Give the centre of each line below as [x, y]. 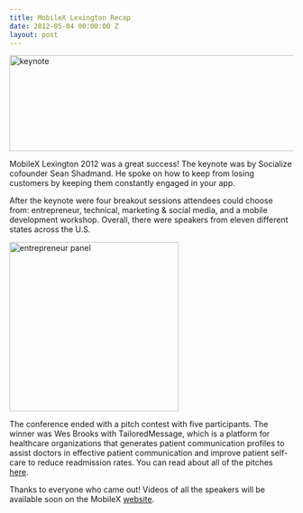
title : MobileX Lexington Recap [70, 18]
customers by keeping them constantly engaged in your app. [123, 183]
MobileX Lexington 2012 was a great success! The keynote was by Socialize [151, 164]
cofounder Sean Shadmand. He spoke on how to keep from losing [132, 173]
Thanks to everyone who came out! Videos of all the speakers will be [138, 490]
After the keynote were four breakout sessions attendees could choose [141, 201]
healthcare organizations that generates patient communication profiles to [147, 443]
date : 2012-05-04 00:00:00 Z [64, 26]
